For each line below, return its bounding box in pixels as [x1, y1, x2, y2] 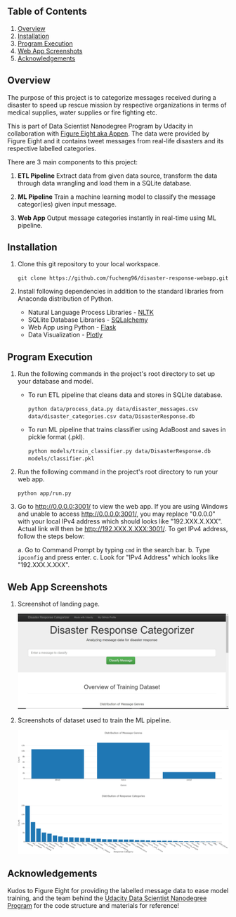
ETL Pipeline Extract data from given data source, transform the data [17, 171, 218, 180]
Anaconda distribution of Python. [17, 294, 114, 303]
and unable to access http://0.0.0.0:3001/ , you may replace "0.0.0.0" [17, 509, 216, 519]
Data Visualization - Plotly [27, 330, 103, 339]
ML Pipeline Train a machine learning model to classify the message [17, 193, 216, 201]
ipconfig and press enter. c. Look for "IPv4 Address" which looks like [17, 553, 219, 561]
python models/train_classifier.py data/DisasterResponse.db [27, 448, 211, 455]
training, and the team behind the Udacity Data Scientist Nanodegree [7, 894, 207, 902]
